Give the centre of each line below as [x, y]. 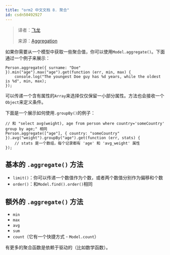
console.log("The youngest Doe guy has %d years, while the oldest [88, 76]
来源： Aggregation [38, 41]
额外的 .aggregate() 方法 [44, 202]
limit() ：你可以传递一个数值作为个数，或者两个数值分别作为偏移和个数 [88, 178]
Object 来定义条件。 [26, 102]
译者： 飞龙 [29, 30]
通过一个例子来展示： [28, 58]
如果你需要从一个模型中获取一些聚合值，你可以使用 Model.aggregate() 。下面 [85, 52]
